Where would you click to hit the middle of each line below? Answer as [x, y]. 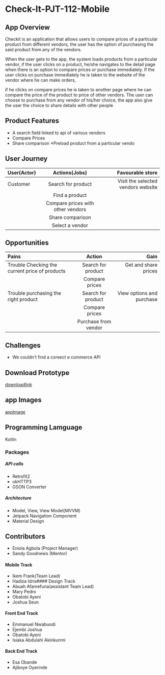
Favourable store [137, 173]
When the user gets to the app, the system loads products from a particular [81, 59]
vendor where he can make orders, [41, 80]
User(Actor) [22, 173]
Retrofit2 [21, 476]
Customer [19, 184]
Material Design [28, 521]
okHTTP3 [22, 481]
